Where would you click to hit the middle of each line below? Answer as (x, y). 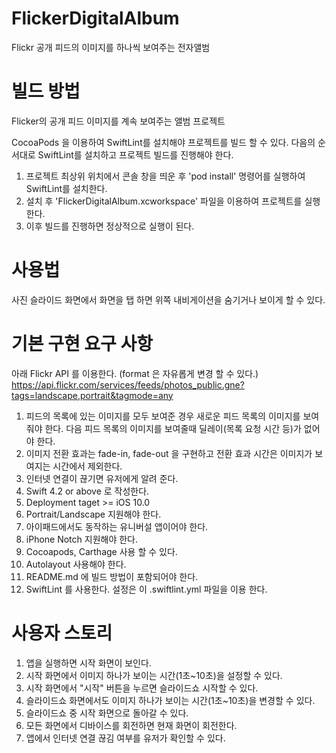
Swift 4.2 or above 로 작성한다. (87, 491)
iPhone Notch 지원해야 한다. (82, 539)
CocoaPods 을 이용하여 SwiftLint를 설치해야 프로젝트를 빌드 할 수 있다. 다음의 (163, 142)
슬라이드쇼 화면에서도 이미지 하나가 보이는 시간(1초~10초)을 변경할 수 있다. (170, 700)
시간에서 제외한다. (87, 466)
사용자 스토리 (62, 633)
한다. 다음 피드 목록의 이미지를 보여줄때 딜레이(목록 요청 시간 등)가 (173, 428)
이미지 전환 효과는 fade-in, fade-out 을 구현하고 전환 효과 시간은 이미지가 (169, 453)
